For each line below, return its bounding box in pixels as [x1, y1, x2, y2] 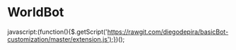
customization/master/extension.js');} [7, 35, 117, 43]
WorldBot [7, 4, 64, 20]
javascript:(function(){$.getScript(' [7, 27, 108, 36]
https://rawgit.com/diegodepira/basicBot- [107, 27, 229, 36]
